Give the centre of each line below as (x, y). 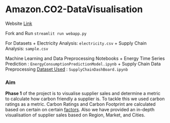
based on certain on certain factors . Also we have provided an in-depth (80, 110)
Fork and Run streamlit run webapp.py (46, 33)
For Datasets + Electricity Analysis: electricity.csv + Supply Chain (76, 43)
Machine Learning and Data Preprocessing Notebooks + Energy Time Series (85, 58)
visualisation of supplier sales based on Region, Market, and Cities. (75, 115)
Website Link (19, 23)
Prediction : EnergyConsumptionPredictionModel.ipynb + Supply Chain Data (83, 64)
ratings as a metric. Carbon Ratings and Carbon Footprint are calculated (80, 104)
